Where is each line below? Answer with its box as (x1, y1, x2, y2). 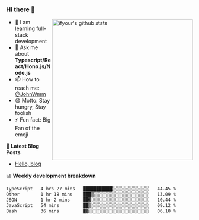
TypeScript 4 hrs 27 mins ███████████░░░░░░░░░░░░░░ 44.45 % (6, 186, 176, 192)
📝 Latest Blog (6, 142, 40, 150)
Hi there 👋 (6, 5, 36, 14)
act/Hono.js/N (14, 63, 51, 70)
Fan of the (14, 125, 40, 132)
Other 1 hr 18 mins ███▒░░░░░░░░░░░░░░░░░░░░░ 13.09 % (6, 192, 176, 197)
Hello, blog (14, 160, 41, 168)
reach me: (14, 84, 40, 91)
